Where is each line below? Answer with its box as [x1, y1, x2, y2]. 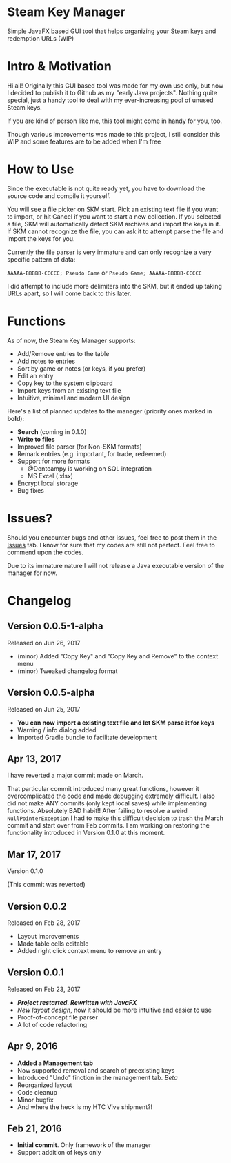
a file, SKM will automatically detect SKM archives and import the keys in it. [7, 219, 221, 228]
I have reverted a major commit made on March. [7, 771, 143, 780]
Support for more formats [17, 457, 90, 465]
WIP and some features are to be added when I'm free [7, 137, 161, 146]
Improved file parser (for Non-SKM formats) [17, 442, 143, 451]
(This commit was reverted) [7, 881, 86, 889]
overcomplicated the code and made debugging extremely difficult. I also [7, 792, 216, 801]
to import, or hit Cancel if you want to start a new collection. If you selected [7, 212, 221, 221]
